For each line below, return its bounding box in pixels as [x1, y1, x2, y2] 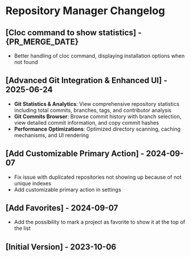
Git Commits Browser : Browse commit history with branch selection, [14, 113, 182, 120]
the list [14, 225, 31, 232]
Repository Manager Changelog [5, 4, 166, 18]
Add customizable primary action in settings [14, 186, 121, 193]
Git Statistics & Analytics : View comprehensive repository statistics [14, 100, 180, 107]
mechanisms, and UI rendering [14, 131, 89, 139]
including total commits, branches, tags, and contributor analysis [14, 106, 172, 114]
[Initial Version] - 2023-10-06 [5, 242, 117, 252]
